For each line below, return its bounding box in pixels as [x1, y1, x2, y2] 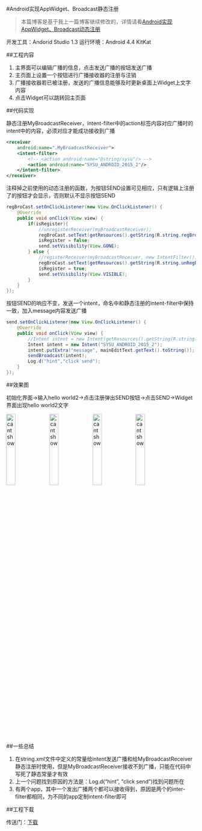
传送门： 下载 [6, 818, 38, 826]
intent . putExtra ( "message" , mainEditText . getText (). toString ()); [28, 347, 195, 353]
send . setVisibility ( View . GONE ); [38, 243, 120, 249]
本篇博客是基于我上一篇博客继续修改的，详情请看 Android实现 [20, 18, 173, 25]
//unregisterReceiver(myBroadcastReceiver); [38, 226, 152, 232]
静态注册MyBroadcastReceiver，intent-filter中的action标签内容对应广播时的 [6, 120, 194, 126]
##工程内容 [6, 51, 34, 58]
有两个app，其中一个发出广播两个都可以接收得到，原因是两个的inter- [14, 785, 186, 792]
